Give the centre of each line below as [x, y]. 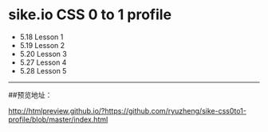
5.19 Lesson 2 [42, 45]
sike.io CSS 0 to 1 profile [90, 15]
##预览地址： [30, 94]
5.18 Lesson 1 [41, 37]
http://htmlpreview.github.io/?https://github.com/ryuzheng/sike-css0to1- [128, 110]
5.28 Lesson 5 [43, 70]
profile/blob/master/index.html [58, 119]
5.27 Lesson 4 [43, 62]
